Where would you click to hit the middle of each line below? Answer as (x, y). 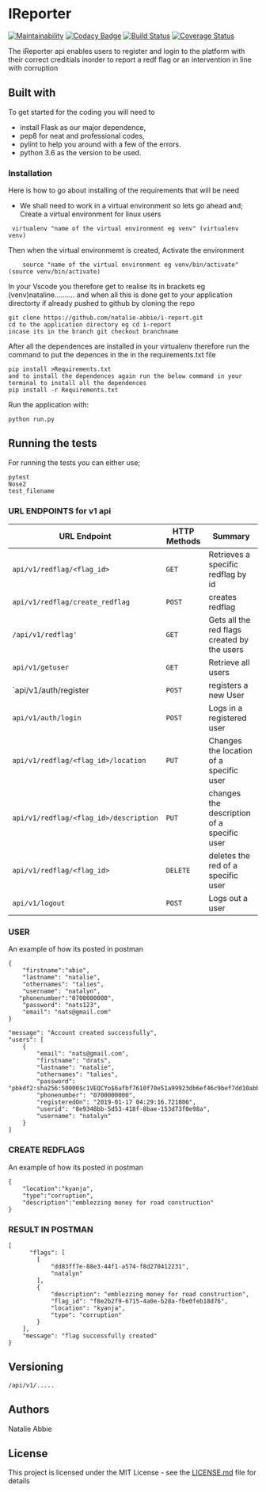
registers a (228, 685)
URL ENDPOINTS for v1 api (60, 510)
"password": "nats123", (62, 1005)
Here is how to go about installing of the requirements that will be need (124, 190)
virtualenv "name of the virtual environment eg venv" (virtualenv (125, 229)
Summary (232, 536)
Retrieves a (230, 555)
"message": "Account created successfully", (83, 1033)
